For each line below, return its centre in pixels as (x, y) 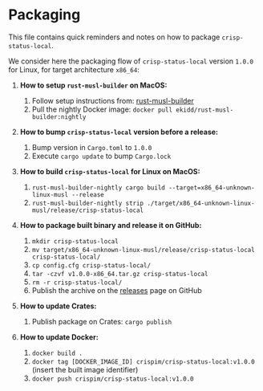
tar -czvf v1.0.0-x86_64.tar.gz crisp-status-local (120, 274)
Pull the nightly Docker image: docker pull (102, 109)
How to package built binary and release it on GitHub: (111, 225)
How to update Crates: (58, 306)
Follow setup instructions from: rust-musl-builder (113, 100)
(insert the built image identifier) (85, 369)
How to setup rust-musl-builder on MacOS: (93, 85)
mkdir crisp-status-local (75, 241)
